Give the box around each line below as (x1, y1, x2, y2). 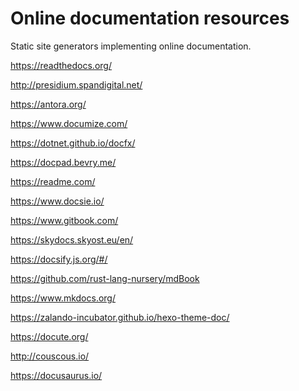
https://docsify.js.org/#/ (10, 253, 108, 265)
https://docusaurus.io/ (10, 369, 103, 381)
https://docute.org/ (10, 330, 89, 342)
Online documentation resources (10, 7, 290, 30)
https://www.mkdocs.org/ (10, 292, 116, 304)
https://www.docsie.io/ (10, 195, 105, 207)
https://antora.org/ (10, 98, 87, 110)
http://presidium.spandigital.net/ (10, 78, 143, 91)
